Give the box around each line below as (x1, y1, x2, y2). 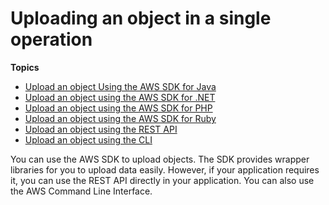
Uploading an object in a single (10, 7, 272, 30)
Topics (10, 61, 40, 73)
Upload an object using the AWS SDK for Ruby (24, 112, 217, 124)
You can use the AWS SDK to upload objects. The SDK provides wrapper (10, 153, 310, 165)
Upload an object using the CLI (24, 133, 153, 146)
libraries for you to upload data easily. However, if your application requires (10, 163, 320, 176)
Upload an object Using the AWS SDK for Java (24, 80, 217, 92)
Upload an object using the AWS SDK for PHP (24, 102, 213, 114)
